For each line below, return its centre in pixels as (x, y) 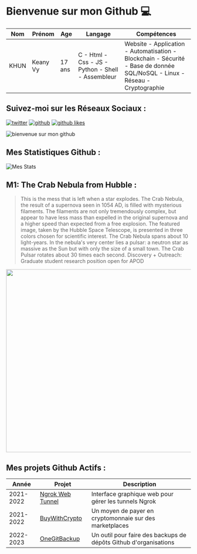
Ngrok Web (56, 494)
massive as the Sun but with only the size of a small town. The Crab (102, 249)
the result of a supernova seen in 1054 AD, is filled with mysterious (101, 205)
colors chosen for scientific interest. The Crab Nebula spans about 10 (104, 236)
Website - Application (154, 43)
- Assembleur (97, 77)
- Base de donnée (149, 66)
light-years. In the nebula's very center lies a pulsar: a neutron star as (104, 242)
